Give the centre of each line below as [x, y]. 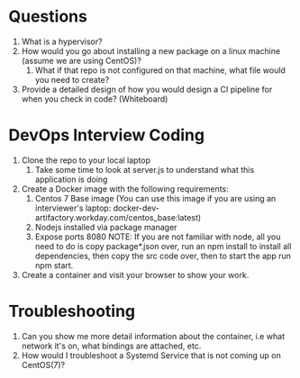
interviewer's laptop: [73, 208]
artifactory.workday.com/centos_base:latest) [118, 217]
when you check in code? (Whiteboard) [95, 99]
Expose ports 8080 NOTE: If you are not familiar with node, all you [158, 237]
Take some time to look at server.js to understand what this [145, 169]
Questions [48, 17]
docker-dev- [136, 208]
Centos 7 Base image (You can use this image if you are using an [155, 198]
